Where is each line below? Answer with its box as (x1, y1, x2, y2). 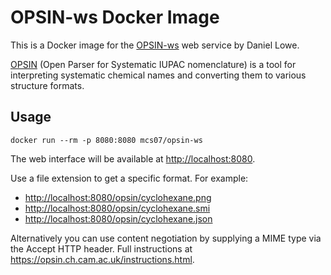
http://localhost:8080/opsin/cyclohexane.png (24, 191, 212, 203)
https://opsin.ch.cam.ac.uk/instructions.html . (10, 253, 195, 265)
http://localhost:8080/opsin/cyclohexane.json (24, 212, 213, 225)
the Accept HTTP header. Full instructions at (10, 242, 193, 255)
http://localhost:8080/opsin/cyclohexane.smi (24, 202, 211, 214)
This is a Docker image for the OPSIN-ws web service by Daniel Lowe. (10, 39, 300, 51)
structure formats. (10, 79, 85, 91)
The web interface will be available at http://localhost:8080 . (10, 152, 256, 165)
